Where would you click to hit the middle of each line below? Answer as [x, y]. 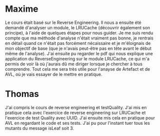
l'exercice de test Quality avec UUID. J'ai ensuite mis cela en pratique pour [80, 117]
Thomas [22, 94]
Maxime [22, 9]
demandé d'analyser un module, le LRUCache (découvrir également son [78, 27]
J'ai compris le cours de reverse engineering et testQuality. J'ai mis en [76, 107]
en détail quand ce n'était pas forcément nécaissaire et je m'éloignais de [78, 43]
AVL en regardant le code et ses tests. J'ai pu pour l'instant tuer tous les [78, 123]
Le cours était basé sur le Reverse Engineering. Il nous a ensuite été [73, 22]
